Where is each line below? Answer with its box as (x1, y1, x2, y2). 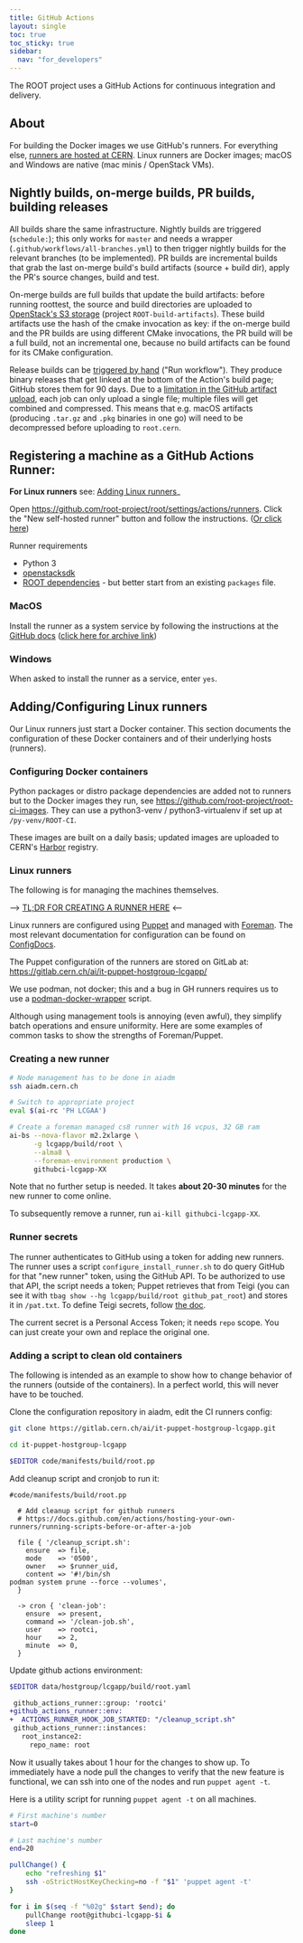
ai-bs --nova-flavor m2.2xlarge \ (9, 1132, 140, 1141)
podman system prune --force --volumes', (9, 1578, 168, 1587)
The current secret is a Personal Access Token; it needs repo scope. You (9, 1317, 280, 1328)
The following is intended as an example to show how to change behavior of (9, 1370, 293, 1380)
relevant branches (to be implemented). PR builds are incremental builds (9, 252, 278, 263)
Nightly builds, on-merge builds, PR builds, (9, 185, 255, 201)
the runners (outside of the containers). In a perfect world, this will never (9, 1379, 280, 1390)
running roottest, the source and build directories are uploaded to (9, 299, 252, 309)
